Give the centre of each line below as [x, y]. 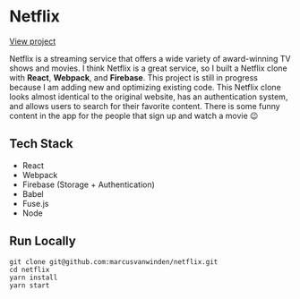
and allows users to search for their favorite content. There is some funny [145, 106]
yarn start [30, 285]
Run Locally [43, 241]
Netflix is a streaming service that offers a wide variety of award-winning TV [150, 58]
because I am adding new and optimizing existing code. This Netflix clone [146, 87]
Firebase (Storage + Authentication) [88, 184]
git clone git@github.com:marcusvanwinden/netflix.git [114, 261]
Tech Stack [41, 144]
